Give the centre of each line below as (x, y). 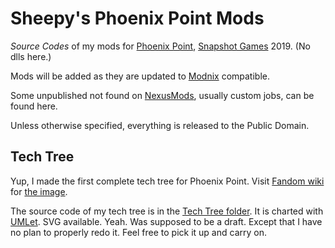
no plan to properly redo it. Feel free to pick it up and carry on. (138, 232)
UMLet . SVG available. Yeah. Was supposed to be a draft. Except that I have (166, 221)
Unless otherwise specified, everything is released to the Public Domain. (160, 125)
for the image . (39, 191)
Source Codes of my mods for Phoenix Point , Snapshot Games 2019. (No (160, 46)
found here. (34, 106)
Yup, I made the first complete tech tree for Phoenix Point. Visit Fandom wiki (167, 181)
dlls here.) (31, 56)
